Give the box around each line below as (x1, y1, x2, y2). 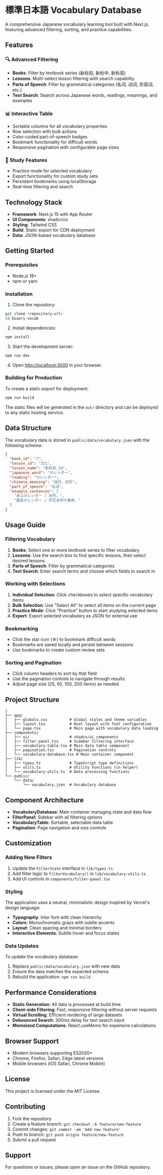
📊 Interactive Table (5, 110, 53, 117)
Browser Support (5, 1037, 59, 1045)
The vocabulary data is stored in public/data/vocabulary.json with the (5, 437, 150, 443)
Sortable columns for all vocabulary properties (12, 123, 108, 129)
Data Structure (5, 424, 52, 432)
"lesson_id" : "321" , (9, 461, 52, 466)
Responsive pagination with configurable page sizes (12, 144, 119, 150)
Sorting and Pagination (5, 659, 62, 666)
